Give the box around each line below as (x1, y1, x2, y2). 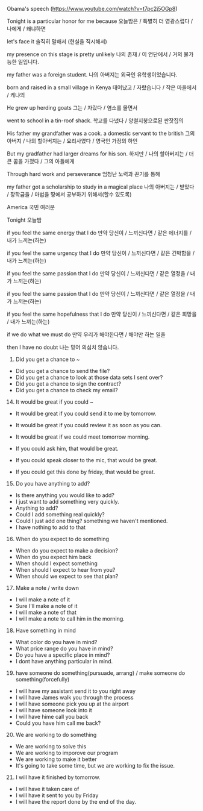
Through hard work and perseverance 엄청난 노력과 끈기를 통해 (7, 171, 160, 177)
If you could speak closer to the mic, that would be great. (15, 457, 158, 463)
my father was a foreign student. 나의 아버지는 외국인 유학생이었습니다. (7, 71, 178, 78)
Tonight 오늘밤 (7, 216, 42, 224)
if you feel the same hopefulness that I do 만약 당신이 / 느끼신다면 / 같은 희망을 (7, 310, 197, 318)
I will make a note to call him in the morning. (15, 615, 125, 622)
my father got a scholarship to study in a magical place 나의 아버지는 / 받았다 (7, 183, 195, 190)
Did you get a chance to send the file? (15, 368, 110, 374)
